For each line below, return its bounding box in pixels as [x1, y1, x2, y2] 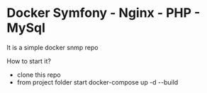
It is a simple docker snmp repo [6, 43, 99, 51]
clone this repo [16, 70, 61, 79]
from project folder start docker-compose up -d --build [16, 77, 179, 86]
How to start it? [6, 56, 51, 65]
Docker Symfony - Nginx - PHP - [6, 5, 201, 21]
